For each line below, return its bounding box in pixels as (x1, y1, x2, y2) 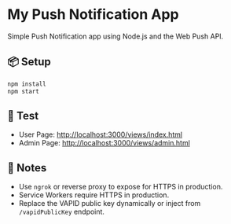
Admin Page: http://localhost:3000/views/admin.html (18, 138, 190, 148)
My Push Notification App (7, 6, 179, 24)
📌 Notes (7, 161, 47, 174)
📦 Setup (7, 55, 52, 68)
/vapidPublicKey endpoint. (18, 207, 105, 217)
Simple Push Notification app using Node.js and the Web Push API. (7, 31, 224, 41)
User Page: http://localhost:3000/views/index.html (18, 130, 182, 139)
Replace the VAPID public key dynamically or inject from (18, 199, 201, 208)
